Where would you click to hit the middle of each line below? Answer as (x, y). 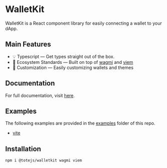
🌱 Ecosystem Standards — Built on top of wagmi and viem (73, 62)
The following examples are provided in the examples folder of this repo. (80, 123)
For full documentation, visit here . (40, 95)
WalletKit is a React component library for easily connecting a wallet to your (83, 23)
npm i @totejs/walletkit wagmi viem (44, 160)
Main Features (28, 45)
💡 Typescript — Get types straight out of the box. (63, 56)
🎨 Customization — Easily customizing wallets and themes (73, 67)
